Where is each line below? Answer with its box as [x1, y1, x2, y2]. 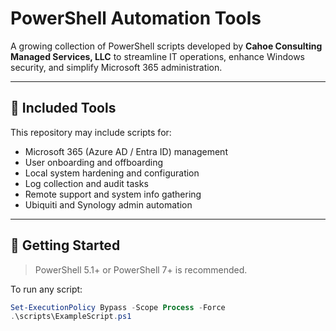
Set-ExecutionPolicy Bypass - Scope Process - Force [10, 302, 226, 312]
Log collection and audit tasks [24, 177, 149, 189]
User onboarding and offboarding [24, 156, 164, 168]
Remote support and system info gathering [24, 188, 202, 200]
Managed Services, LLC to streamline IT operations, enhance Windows [10, 50, 305, 62]
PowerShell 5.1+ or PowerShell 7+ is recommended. [34, 263, 248, 276]
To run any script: [10, 283, 83, 295]
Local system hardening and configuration [24, 167, 200, 179]
